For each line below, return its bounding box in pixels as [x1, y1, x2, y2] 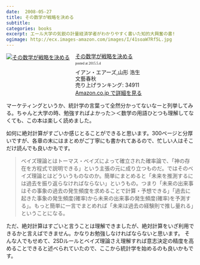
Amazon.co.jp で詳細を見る [75, 89, 142, 96]
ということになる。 [20, 210, 69, 217]
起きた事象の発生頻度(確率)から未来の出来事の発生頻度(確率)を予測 [20, 195, 186, 202]
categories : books [6, 25, 52, 32]
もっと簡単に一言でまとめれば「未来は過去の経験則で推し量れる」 [33, 202, 194, 209]
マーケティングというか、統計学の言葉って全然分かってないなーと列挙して [6, 102, 188, 109]
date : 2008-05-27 [6, 8, 52, 15]
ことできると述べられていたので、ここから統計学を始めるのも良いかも [16, 245, 189, 252]
